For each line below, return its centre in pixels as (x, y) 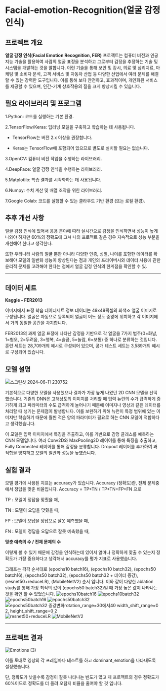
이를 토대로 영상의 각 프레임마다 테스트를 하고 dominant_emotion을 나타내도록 (81, 660)
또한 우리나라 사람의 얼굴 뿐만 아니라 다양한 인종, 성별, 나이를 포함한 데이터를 (79, 254)
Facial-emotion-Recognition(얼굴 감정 (83, 10)
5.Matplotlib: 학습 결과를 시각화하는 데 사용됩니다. (53, 180)
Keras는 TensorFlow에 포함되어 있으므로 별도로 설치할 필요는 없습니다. (81, 148)
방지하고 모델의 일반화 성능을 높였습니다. (57, 453)
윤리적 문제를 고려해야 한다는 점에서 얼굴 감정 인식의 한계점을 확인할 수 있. (76, 266)
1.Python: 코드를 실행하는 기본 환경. (40, 116)
